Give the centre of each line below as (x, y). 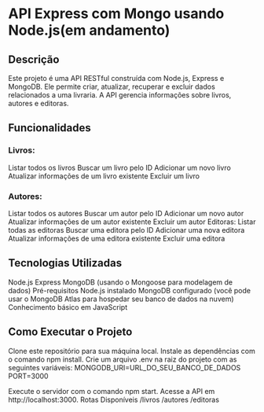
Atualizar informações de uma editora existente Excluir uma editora (117, 238)
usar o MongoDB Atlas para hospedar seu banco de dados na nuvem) (121, 299)
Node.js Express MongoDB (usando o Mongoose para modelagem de (121, 282)
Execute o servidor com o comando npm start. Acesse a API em (112, 391)
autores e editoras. (38, 103)
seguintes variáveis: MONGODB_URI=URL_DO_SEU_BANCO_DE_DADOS (125, 367)
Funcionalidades (50, 128)
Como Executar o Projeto (70, 332)
